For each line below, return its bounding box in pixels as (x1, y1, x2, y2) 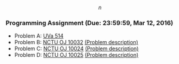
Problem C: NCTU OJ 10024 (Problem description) (14, 45, 139, 52)
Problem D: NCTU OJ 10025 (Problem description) (14, 51, 139, 59)
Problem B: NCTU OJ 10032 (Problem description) (14, 39, 138, 46)
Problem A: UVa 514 (14, 32, 64, 39)
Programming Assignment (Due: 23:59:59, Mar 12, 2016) (5, 19, 174, 27)
